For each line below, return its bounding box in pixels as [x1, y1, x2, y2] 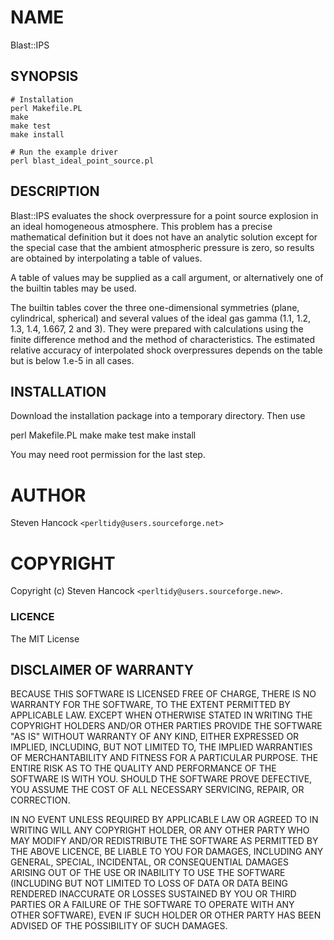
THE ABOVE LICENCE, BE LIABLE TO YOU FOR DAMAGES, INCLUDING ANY [10, 846, 324, 858]
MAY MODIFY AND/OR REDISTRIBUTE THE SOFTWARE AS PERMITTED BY [10, 835, 319, 847]
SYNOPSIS [10, 68, 79, 85]
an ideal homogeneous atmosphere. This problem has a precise [10, 220, 273, 232]
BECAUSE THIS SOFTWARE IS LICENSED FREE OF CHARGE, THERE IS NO [10, 688, 317, 700]
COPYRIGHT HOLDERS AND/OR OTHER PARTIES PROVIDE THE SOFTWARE [10, 720, 323, 732]
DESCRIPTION [10, 183, 100, 200]
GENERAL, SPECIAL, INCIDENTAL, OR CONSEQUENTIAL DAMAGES [10, 856, 289, 868]
